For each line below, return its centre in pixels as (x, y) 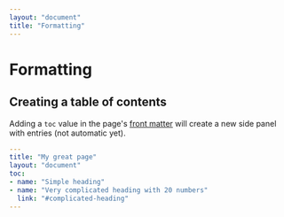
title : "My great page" (53, 157)
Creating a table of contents (88, 102)
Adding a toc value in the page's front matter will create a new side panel (143, 123)
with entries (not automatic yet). (67, 133)
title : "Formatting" (47, 26)
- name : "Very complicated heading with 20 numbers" (109, 190)
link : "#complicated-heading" (73, 198)
